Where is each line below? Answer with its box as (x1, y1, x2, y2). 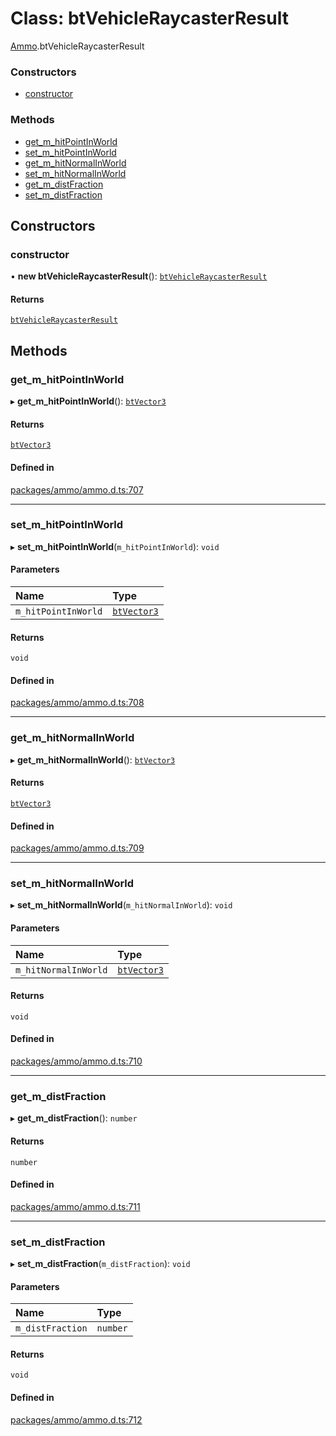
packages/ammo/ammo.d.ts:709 (10, 842, 145, 854)
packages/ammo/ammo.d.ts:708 (10, 697, 145, 709)
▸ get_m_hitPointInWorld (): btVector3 (10, 395, 167, 407)
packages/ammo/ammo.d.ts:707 (10, 483, 144, 496)
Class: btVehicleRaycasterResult (10, 7, 289, 30)
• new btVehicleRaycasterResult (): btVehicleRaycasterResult (10, 270, 268, 282)
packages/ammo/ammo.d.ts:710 (10, 1055, 143, 1067)
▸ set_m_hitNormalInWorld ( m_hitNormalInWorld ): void (10, 899, 233, 911)
